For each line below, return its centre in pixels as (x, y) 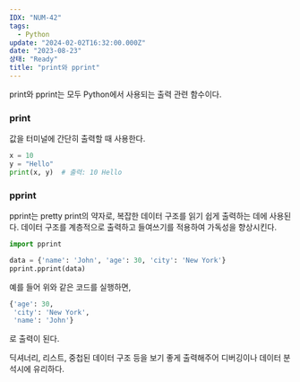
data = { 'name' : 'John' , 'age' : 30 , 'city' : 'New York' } (118, 260)
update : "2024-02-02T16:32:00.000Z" (77, 43)
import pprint (36, 244)
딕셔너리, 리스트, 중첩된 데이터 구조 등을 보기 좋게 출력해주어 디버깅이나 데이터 (146, 358)
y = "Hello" (31, 164)
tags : (19, 26)
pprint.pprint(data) (48, 269)
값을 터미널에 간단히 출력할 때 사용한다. (77, 139)
